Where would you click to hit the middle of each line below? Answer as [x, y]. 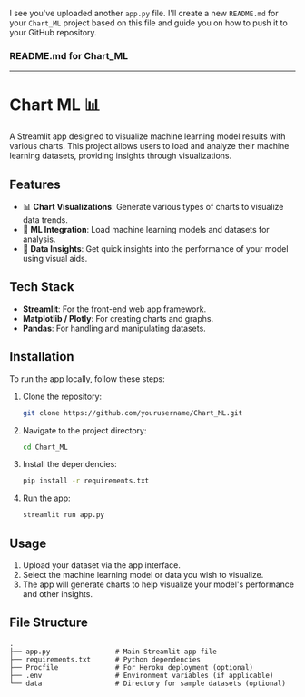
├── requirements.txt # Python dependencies [105, 659]
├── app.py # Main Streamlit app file [113, 652]
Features [35, 184]
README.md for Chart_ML [69, 55]
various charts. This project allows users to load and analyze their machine [149, 146]
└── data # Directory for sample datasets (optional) [148, 683]
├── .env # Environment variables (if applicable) [142, 675]
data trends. [45, 220]
